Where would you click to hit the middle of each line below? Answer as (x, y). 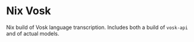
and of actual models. (33, 33)
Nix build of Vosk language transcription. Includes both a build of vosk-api (97, 27)
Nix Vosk (29, 11)
